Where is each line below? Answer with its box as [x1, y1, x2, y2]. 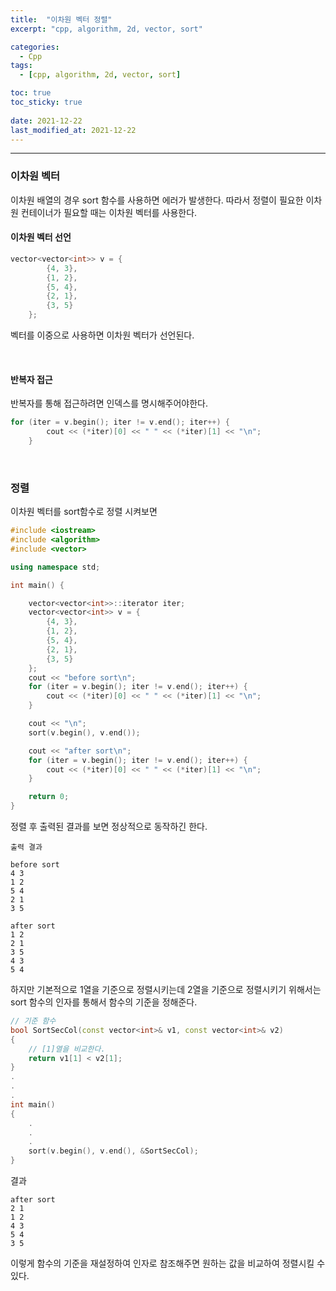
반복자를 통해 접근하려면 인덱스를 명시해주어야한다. [10, 397, 209, 410]
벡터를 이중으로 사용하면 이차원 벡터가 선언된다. [10, 329, 195, 341]
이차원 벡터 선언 [10, 231, 72, 243]
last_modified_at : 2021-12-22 [10, 125, 137, 135]
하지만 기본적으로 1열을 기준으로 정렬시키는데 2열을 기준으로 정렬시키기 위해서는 [10, 984, 322, 995]
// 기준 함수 [10, 1016, 57, 1026]
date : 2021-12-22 [10, 116, 83, 126]
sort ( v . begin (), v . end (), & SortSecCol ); [28, 1146, 199, 1156]
